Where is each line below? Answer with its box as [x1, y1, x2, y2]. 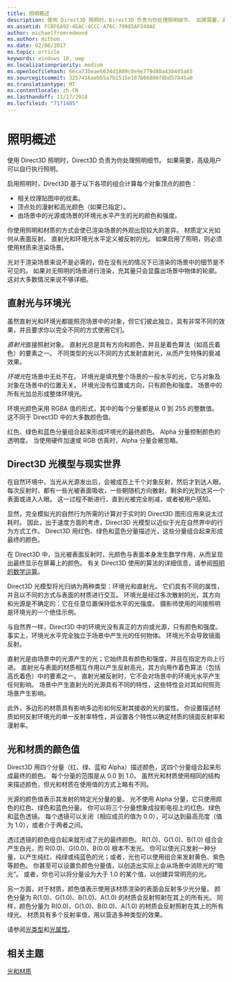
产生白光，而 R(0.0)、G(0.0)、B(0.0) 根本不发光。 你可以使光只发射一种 [7, 844, 211, 853]
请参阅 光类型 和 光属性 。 [7, 925, 74, 934]
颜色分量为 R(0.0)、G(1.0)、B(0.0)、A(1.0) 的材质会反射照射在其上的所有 [19, 902, 224, 910]
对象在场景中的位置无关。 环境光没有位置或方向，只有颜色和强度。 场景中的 [7, 381, 222, 389]
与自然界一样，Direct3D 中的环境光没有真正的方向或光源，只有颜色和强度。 [7, 623, 222, 631]
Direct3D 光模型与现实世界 [7, 459, 122, 470]
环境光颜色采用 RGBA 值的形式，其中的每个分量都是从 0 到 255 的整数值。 [7, 404, 218, 412]
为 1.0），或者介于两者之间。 [7, 821, 87, 829]
